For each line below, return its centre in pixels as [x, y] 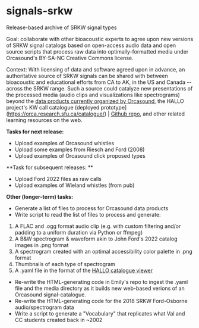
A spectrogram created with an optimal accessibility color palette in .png [104, 251]
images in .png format [42, 245]
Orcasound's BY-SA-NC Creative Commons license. [70, 58]
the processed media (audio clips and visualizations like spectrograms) [93, 95]
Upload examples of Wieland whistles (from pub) [75, 185]
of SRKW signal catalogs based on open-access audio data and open [91, 45]
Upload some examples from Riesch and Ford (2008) [80, 149]
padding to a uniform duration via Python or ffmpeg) [79, 232]
